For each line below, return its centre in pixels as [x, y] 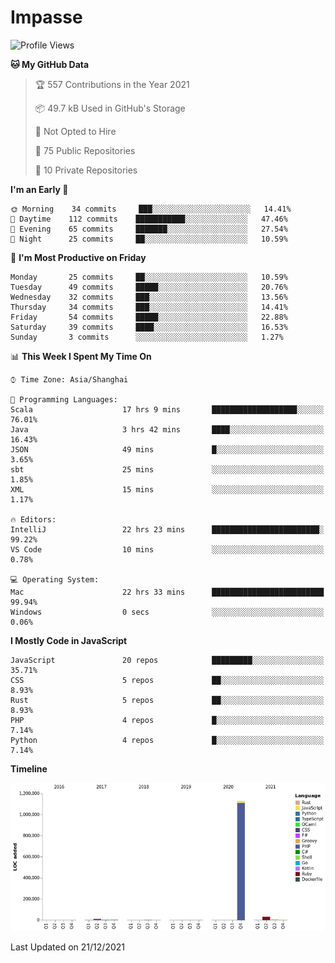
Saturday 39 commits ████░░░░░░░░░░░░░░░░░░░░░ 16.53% [149, 327]
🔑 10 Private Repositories [86, 170]
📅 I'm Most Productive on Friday [78, 257]
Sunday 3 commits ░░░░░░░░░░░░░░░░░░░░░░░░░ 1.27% [147, 337]
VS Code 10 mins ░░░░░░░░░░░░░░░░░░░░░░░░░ [167, 549]
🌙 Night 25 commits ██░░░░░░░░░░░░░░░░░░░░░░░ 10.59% [149, 239]
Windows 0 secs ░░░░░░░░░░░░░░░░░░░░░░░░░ [167, 612]
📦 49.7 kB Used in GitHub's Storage [110, 108]
